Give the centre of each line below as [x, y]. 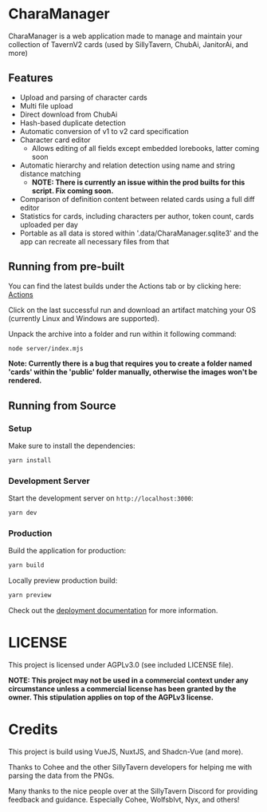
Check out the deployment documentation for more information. [113, 611]
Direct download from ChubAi [69, 114]
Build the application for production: [67, 551]
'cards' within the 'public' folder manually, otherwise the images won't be [133, 372]
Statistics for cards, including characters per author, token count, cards [137, 216]
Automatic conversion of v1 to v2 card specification [104, 131]
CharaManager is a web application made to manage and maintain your [126, 36]
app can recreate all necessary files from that [94, 241]
